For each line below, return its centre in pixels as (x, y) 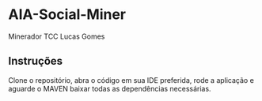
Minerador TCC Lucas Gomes (57, 36)
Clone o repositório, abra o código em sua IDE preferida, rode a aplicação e (131, 80)
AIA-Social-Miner (67, 15)
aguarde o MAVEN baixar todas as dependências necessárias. (110, 88)
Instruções (36, 61)
